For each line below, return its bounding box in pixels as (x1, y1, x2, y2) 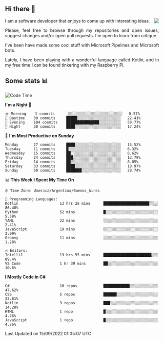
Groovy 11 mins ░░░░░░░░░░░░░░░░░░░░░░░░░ (5, 235, 159, 240)
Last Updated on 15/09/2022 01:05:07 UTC (5, 330, 92, 336)
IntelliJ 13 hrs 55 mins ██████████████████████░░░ (5, 252, 159, 257)
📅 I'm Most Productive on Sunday (5, 133, 74, 139)
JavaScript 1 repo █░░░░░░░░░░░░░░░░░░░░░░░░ (5, 317, 159, 322)
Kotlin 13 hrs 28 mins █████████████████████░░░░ (5, 201, 159, 206)
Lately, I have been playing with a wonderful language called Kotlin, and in (5, 57, 159, 63)
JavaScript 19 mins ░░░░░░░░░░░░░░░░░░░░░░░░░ (5, 226, 159, 232)
